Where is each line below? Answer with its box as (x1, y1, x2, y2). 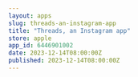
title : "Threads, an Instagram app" (8, 26, 131, 34)
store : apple (8, 34, 52, 43)
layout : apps (8, 11, 52, 20)
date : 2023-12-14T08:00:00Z (8, 49, 103, 57)
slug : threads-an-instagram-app (8, 19, 116, 27)
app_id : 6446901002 (8, 42, 74, 50)
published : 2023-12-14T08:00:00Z (8, 57, 120, 65)
